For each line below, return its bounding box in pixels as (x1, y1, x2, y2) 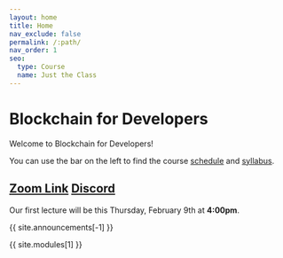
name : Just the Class (17, 71, 98, 80)
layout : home (9, 12, 58, 22)
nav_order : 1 (9, 46, 58, 55)
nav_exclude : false (9, 29, 82, 38)
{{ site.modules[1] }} (9, 238, 83, 249)
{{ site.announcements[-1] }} (9, 222, 114, 232)
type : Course (17, 63, 66, 72)
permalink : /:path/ (9, 37, 82, 47)
